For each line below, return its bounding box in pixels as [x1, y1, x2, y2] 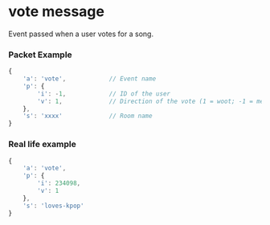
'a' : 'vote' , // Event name [22, 75, 157, 83]
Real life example [8, 139, 76, 150]
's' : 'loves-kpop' [22, 202, 84, 210]
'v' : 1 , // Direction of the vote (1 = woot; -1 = [37, 97, 253, 105]
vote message [8, 2, 104, 21]
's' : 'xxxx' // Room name [22, 112, 153, 121]
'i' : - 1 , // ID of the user [37, 89, 171, 98]
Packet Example [8, 49, 72, 60]
